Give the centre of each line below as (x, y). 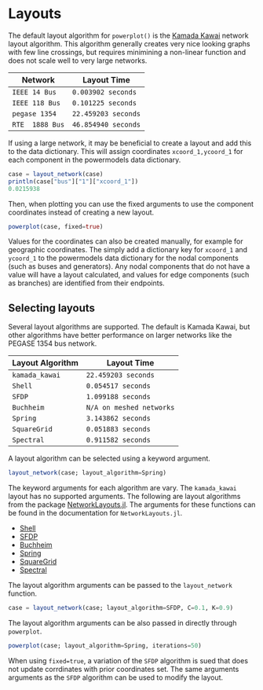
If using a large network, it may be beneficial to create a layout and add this (130, 143)
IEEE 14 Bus (35, 92)
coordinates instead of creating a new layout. (81, 212)
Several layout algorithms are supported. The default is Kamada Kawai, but (129, 327)
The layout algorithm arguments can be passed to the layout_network (121, 585)
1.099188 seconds (118, 397)
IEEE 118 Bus (37, 103)
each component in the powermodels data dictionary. (95, 160)
